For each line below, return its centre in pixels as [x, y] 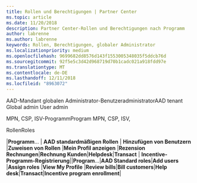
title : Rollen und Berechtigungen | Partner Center [71, 12]
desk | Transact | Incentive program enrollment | [64, 173]
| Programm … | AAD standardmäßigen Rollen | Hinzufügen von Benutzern [99, 142]
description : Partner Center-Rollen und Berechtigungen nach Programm [96, 28]
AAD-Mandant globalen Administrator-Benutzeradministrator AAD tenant [95, 101]
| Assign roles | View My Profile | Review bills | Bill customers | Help [87, 167]
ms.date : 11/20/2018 [32, 23]
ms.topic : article [29, 17]
